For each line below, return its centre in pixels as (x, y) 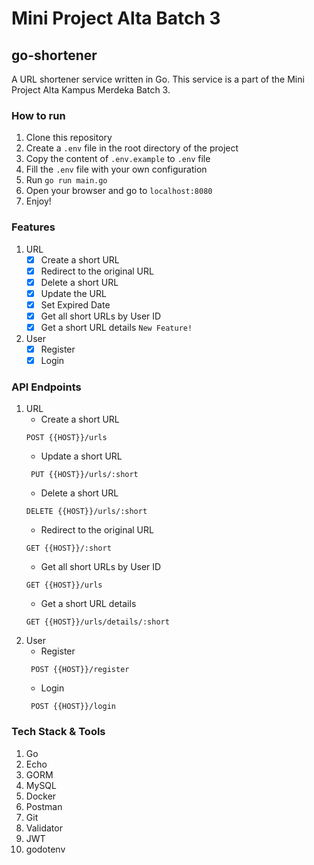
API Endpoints (46, 387)
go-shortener (54, 55)
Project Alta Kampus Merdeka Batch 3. (91, 90)
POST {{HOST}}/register (80, 670)
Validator (44, 828)
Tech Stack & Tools (58, 732)
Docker (41, 796)
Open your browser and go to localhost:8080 (119, 191)
